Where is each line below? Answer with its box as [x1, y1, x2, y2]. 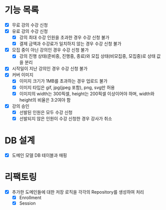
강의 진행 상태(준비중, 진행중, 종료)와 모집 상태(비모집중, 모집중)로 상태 [19, 53, 156, 59]
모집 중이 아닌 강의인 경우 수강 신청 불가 [11, 47, 89, 53]
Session [19, 200, 36, 206]
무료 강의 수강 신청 [11, 22, 48, 28]
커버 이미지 [11, 72, 34, 78]
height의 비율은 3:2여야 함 [19, 97, 71, 103]
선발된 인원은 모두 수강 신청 [19, 109, 73, 115]
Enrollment [19, 195, 42, 201]
